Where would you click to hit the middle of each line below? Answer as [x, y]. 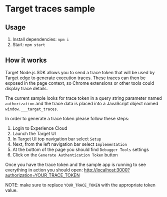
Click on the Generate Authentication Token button [65, 155]
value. [11, 190]
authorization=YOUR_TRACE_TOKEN [42, 175]
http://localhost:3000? [107, 170]
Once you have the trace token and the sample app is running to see [75, 164]
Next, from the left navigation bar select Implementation [70, 144]
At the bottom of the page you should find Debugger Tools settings [80, 149]
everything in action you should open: [44, 170]
